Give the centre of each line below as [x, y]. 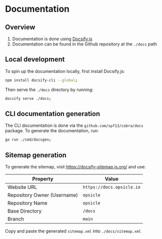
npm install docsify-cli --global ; [41, 80]
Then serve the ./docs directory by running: [49, 90]
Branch [16, 219]
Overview [20, 27]
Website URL [23, 187]
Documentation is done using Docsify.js [52, 39]
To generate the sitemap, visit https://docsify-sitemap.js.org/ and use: [75, 167]
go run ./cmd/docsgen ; [28, 140]
